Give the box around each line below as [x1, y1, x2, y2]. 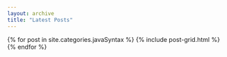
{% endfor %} [7, 43, 47, 51]
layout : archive [7, 10, 54, 17]
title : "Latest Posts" [7, 16, 73, 23]
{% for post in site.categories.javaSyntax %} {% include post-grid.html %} [7, 35, 221, 43]
